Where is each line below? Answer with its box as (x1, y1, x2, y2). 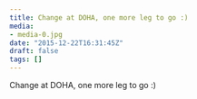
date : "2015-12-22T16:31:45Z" (9, 38, 124, 48)
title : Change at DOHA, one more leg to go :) (9, 13, 189, 22)
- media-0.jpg (9, 30, 64, 39)
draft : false (9, 47, 59, 56)
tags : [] (9, 55, 43, 64)
